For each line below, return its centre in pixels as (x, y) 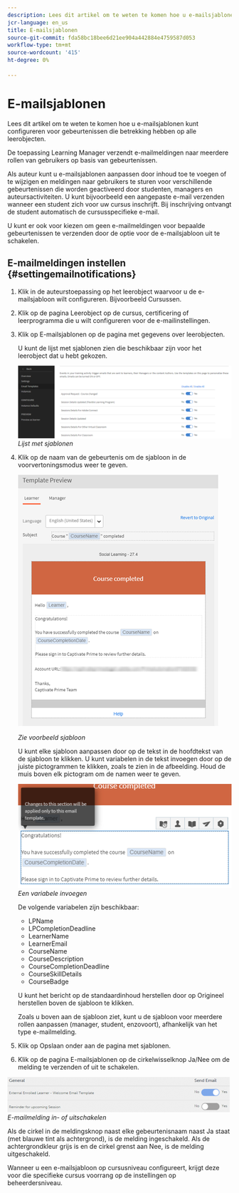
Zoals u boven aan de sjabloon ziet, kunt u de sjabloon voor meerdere (120, 1016)
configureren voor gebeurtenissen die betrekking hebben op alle (102, 131)
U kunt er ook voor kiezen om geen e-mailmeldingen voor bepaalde (106, 225)
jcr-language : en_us (38, 22)
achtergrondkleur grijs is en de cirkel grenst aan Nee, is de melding (106, 1146)
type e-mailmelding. (47, 1032)
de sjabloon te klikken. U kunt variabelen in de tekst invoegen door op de (124, 758)
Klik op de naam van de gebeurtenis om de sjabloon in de (102, 457)
